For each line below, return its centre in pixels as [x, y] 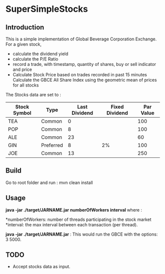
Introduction [25, 27]
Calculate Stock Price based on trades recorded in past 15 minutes [80, 75]
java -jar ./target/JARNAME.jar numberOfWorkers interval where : [74, 210]
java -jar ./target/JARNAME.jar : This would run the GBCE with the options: [82, 234]
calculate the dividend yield [40, 54]
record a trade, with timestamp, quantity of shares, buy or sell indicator [84, 64]
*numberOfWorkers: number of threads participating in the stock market [78, 219]
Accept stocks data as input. [41, 267]
